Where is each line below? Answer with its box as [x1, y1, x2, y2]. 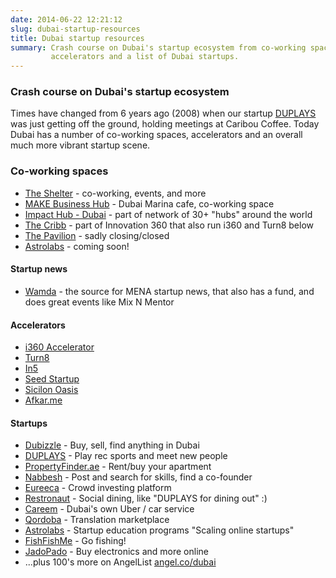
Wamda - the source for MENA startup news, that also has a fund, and [24, 285, 315, 297]
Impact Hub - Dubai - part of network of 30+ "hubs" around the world [24, 208, 313, 220]
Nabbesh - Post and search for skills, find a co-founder [24, 471, 253, 483]
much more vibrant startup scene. [10, 139, 151, 151]
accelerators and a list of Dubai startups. [50, 52, 240, 62]
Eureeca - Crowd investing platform [24, 482, 172, 494]
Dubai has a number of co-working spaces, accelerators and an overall [10, 129, 303, 141]
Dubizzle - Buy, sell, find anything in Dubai [24, 439, 200, 451]
